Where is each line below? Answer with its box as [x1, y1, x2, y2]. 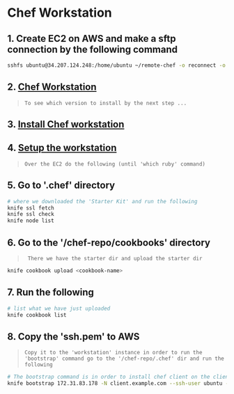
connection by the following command [7, 43, 178, 55]
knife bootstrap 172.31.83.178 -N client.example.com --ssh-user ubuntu [7, 380, 223, 387]
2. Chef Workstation [7, 81, 97, 93]
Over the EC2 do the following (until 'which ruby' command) [24, 160, 206, 168]
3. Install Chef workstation [7, 118, 125, 130]
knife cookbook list [7, 311, 68, 318]
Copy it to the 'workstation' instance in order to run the [24, 349, 203, 356]
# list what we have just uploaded [7, 305, 111, 312]
